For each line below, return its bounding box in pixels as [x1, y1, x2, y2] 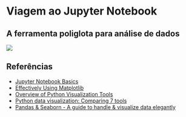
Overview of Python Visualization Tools [15, 90, 113, 98]
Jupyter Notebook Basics [15, 78, 79, 85]
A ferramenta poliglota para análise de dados [6, 28, 180, 39]
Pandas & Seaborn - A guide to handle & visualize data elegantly [15, 103, 176, 110]
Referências [6, 62, 53, 72]
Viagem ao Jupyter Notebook [6, 4, 158, 18]
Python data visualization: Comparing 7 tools [15, 97, 127, 104]
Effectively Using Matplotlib [15, 84, 84, 92]
